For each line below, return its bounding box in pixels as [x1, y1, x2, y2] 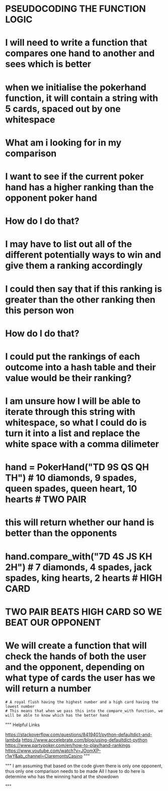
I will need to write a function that [5, 37, 147, 49]
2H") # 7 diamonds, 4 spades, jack [5, 562, 152, 573]
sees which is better [5, 59, 92, 70]
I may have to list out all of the [5, 239, 132, 250]
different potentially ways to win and [5, 249, 161, 261]
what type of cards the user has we [5, 672, 155, 683]
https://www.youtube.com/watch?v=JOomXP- [5, 748, 101, 754]
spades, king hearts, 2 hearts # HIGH [5, 572, 162, 584]
